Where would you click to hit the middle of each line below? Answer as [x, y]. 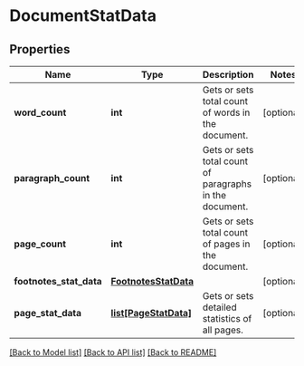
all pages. [223, 330]
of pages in [226, 244]
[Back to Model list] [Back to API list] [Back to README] [113, 352]
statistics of [227, 318]
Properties [40, 49]
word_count [40, 112]
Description [228, 75]
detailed [219, 307]
